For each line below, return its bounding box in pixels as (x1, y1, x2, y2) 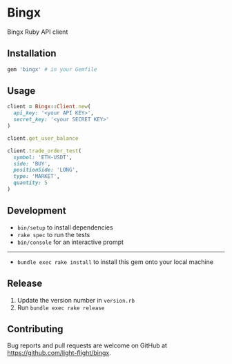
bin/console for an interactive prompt (17, 238, 124, 246)
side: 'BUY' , (13, 160, 51, 167)
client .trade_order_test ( (7, 147, 81, 154)
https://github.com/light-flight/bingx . (7, 349, 112, 357)
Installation (7, 48, 57, 59)
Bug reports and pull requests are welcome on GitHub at (7, 341, 168, 350)
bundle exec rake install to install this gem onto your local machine (17, 257, 214, 266)
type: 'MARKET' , (13, 173, 60, 180)
